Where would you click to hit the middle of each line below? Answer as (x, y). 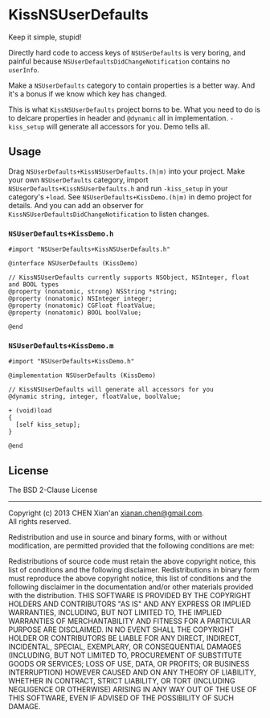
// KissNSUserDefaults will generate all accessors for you (111, 390)
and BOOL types (34, 285)
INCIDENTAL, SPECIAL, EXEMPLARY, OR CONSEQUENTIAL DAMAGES (125, 647)
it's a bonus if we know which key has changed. (88, 93)
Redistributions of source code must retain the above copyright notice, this (132, 561)
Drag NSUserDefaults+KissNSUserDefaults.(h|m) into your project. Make (127, 171)
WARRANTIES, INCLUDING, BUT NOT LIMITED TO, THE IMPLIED (115, 613)
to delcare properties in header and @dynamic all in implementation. (119, 117)
